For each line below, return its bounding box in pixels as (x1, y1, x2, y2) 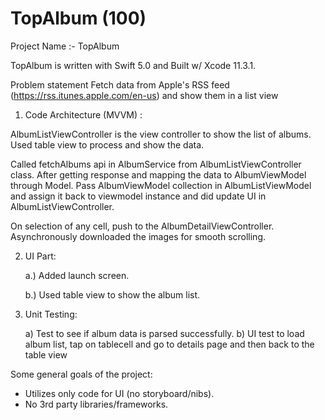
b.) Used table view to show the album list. (24, 288, 201, 301)
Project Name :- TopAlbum (10, 40, 120, 52)
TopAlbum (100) (10, 7, 147, 30)
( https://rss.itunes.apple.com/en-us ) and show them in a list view (10, 89, 279, 101)
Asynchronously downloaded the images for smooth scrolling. (10, 230, 267, 242)
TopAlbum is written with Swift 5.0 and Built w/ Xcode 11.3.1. (10, 59, 257, 71)
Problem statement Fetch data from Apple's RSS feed (10, 78, 230, 91)
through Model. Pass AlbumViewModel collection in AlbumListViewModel (10, 179, 312, 191)
